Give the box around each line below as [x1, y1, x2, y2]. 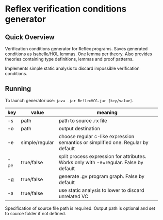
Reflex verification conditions [5, 3, 127, 15]
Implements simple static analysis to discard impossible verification [5, 65, 140, 71]
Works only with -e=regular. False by [58, 159, 144, 166]
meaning [97, 109, 118, 116]
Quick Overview [5, 33, 55, 41]
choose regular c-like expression [58, 133, 134, 140]
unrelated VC [58, 193, 89, 200]
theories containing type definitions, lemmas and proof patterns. [5, 56, 134, 62]
